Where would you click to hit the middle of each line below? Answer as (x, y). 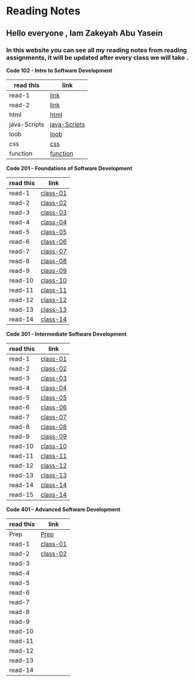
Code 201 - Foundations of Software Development (69, 168)
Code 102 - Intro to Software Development (59, 70)
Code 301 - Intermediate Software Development (66, 334)
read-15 (21, 494)
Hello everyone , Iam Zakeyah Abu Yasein (85, 33)
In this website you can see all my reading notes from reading (97, 50)
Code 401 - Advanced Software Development (63, 509)
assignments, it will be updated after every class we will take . (97, 57)
